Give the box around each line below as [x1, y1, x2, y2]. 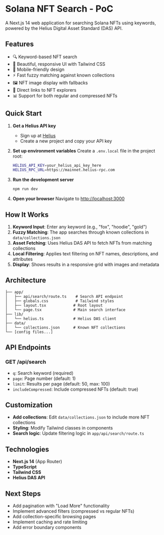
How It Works [5, 210, 49, 219]
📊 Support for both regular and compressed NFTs [12, 92, 117, 99]
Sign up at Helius [20, 132, 56, 138]
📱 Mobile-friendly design [12, 66, 65, 72]
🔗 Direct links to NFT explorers [12, 87, 77, 93]
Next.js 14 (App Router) [12, 458, 62, 465]
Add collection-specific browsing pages [12, 513, 96, 519]
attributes [12, 256, 33, 262]
